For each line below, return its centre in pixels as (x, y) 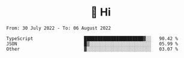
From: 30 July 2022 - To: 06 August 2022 (59, 28)
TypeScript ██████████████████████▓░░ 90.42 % (92, 38)
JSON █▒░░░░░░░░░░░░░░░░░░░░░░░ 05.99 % (92, 44)
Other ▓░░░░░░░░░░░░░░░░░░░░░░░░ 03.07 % (92, 49)
